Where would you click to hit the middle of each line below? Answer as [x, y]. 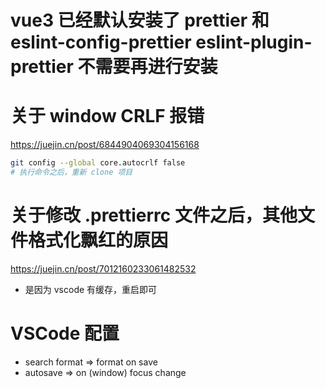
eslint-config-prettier [101, 42]
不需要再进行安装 [147, 67]
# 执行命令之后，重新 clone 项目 [71, 172]
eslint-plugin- [254, 42]
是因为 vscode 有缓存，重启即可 [91, 289]
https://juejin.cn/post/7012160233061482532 [103, 268]
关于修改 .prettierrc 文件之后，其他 [154, 215]
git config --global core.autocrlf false [98, 163]
